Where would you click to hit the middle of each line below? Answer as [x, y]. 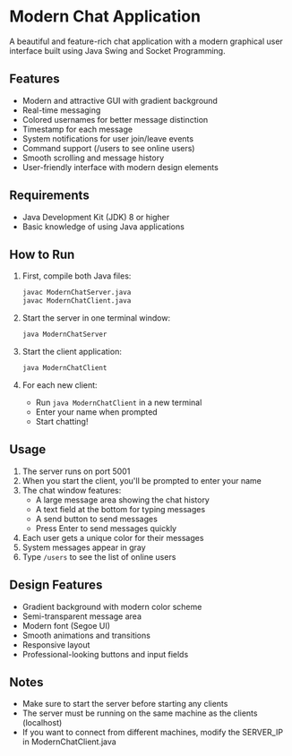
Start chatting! [62, 421]
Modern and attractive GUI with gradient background [120, 100]
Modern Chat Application [105, 17]
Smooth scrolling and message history [93, 158]
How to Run [42, 254]
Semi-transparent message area [82, 616]
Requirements [49, 196]
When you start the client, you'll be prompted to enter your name [142, 480]
